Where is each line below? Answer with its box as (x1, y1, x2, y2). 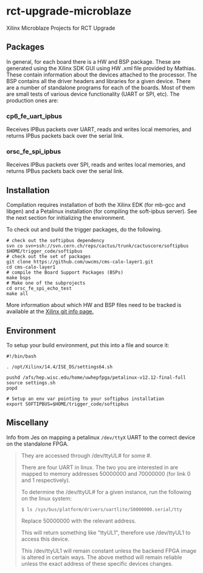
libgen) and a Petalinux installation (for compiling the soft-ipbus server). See (6, 208, 198, 215)
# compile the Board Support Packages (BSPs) (6, 270, 123, 276)
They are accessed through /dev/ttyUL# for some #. (21, 452, 152, 459)
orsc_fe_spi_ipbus (6, 147, 61, 155)
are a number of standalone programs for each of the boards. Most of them (6, 84, 196, 91)
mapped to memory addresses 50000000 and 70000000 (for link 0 (21, 470, 191, 477)
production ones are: (6, 97, 59, 104)
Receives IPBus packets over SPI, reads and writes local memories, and (6, 161, 185, 168)
